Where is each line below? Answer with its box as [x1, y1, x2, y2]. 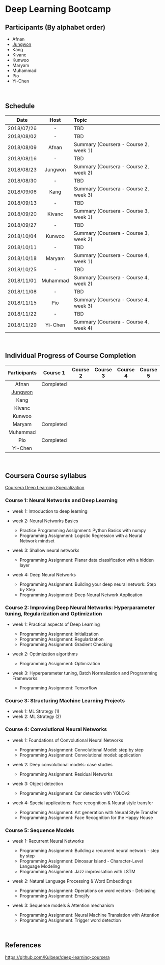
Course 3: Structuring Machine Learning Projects [5, 697, 125, 704]
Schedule [5, 102, 35, 110]
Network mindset [19, 537, 55, 543]
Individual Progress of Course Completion [5, 352, 137, 360]
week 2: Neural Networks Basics [12, 518, 79, 524]
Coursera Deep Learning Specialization [5, 485, 84, 491]
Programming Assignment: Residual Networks [19, 771, 113, 777]
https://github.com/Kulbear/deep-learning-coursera [5, 954, 110, 960]
